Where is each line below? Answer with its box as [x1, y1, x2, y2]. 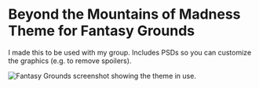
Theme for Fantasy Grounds [8, 22, 195, 40]
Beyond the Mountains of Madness [8, 5, 241, 23]
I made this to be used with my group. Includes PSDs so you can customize [8, 48, 252, 57]
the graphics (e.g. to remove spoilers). [8, 56, 132, 65]
